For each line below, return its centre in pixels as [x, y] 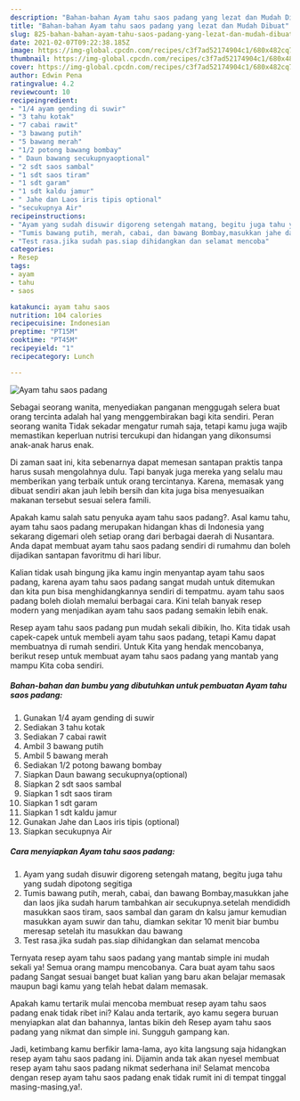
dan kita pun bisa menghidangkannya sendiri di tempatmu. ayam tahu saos [147, 591]
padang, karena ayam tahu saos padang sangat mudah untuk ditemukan [142, 582]
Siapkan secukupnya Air [67, 831]
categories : [32, 249]
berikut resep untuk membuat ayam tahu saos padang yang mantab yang [144, 656]
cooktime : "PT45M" [44, 340]
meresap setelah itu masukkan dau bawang [103, 931]
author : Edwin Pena [46, 76]
